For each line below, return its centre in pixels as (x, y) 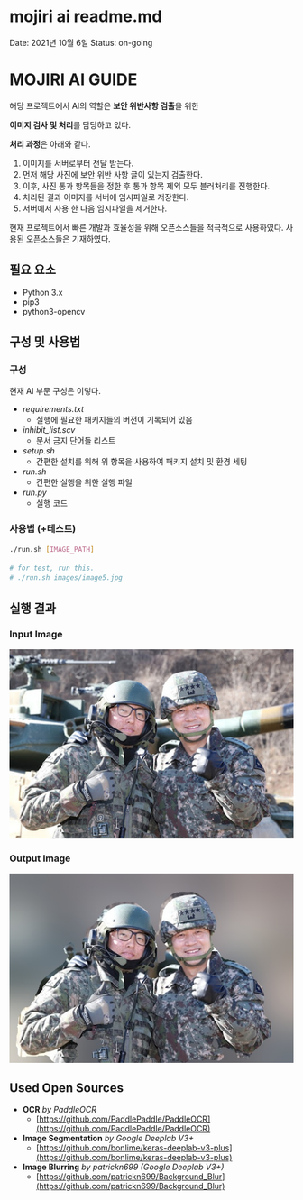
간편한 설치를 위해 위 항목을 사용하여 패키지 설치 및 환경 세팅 (142, 462)
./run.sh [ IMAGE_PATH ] (52, 549)
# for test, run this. (52, 568)
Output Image (40, 858)
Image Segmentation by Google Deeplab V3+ (108, 1139)
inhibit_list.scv (49, 430)
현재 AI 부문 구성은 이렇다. (55, 391)
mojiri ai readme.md (86, 17)
